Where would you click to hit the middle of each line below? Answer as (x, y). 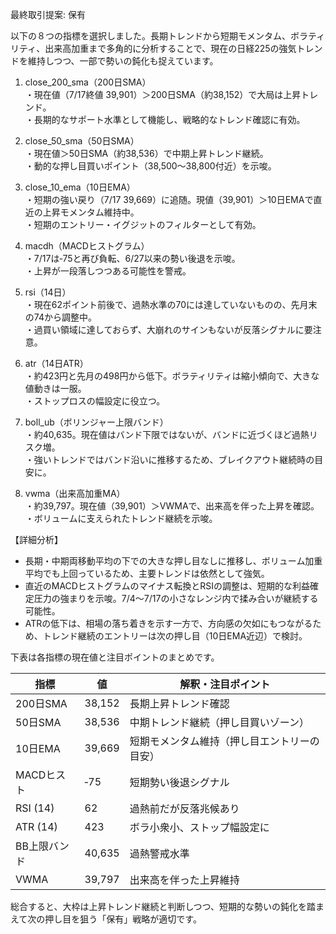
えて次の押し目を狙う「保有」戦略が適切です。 (106, 919)
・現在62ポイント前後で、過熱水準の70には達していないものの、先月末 (171, 304)
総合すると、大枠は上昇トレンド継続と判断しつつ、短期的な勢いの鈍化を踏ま (167, 906)
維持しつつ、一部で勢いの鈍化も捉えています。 (123, 61)
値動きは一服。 (55, 388)
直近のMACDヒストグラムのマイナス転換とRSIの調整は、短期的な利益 (167, 586)
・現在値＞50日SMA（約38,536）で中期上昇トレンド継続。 (146, 153)
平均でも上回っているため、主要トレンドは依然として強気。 (147, 573)
